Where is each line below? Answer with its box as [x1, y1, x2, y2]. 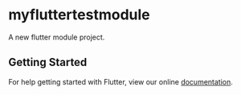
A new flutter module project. [8, 32, 105, 42]
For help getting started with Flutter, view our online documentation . [8, 76, 233, 86]
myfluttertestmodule [8, 6, 150, 24]
